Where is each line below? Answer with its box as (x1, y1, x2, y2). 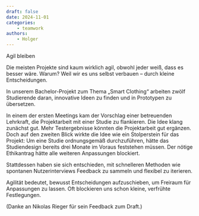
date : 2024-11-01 (6, 14, 49, 20)
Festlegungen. (6, 192, 42, 198)
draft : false (6, 8, 39, 15)
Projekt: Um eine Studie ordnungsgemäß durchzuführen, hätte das (6, 137, 169, 144)
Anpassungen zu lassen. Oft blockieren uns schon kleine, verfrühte (6, 185, 171, 192)
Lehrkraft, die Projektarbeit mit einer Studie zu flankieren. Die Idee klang (6, 118, 183, 125)
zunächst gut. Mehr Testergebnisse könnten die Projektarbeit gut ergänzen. (6, 125, 191, 131)
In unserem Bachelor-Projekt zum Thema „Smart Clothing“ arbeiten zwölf (6, 88, 186, 95)
